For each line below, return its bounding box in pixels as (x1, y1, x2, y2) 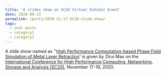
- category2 (9, 35, 35, 40)
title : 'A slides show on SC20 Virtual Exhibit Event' (5, 7, 121, 12)
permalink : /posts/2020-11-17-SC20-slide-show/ (5, 16, 106, 21)
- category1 (9, 30, 35, 35)
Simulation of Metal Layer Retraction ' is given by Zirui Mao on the (5, 53, 139, 59)
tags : (5, 21, 16, 26)
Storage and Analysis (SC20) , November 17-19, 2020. (5, 64, 115, 70)
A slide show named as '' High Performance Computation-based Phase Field (5, 48, 161, 54)
